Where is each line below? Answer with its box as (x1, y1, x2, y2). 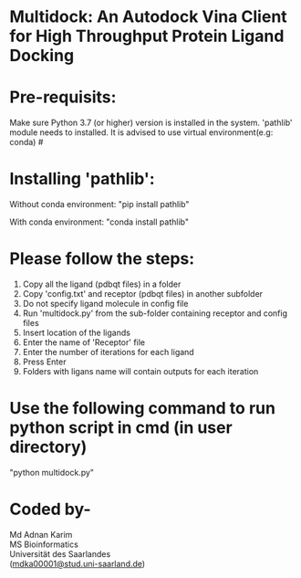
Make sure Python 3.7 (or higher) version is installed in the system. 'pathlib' (9, 117, 294, 129)
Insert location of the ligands (22, 327, 130, 338)
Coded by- (9, 499, 91, 520)
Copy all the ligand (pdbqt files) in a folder (22, 278, 182, 289)
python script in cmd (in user (9, 417, 233, 438)
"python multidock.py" (9, 467, 94, 478)
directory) (9, 436, 88, 457)
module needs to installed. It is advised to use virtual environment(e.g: (9, 127, 274, 138)
